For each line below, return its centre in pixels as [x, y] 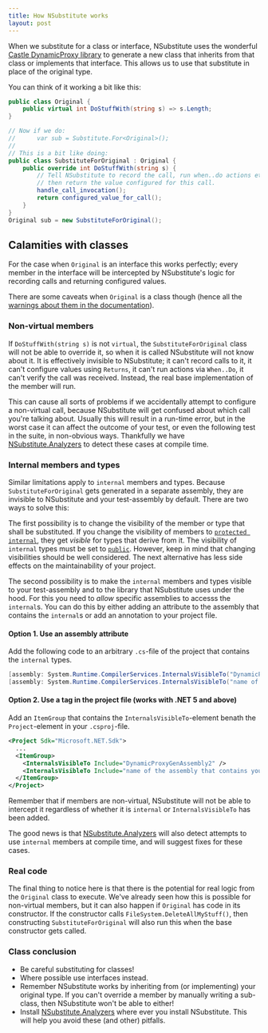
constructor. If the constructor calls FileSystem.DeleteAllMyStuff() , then [128, 914]
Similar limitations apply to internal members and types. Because [117, 482]
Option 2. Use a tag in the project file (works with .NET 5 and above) [123, 700]
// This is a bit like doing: [59, 153]
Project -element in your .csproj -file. [69, 727]
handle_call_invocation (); [82, 190]
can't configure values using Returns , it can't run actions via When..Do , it [126, 369]
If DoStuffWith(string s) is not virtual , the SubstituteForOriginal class [128, 343]
